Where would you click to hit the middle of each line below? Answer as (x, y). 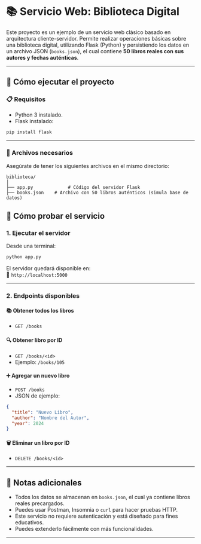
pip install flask (29, 132)
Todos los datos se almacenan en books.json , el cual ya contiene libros (102, 497)
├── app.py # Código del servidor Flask (73, 187)
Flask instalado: (34, 121)
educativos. (29, 522)
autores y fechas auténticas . (42, 57)
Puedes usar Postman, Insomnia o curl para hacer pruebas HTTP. (96, 510)
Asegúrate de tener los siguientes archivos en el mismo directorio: (88, 166)
